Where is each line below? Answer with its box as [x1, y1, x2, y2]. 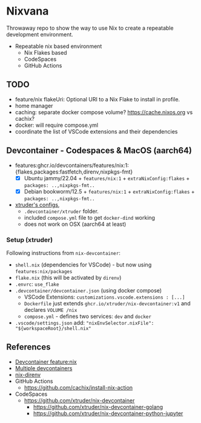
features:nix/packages [15, 268, 73, 274]
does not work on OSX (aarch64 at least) [24, 220, 127, 228]
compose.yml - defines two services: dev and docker [24, 313, 151, 320]
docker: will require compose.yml [15, 121, 99, 129]
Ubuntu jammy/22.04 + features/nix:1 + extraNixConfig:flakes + [24, 174, 190, 181]
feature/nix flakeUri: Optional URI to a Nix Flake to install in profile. [15, 95, 180, 103]
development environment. [6, 30, 74, 38]
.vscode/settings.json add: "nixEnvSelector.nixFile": [15, 319, 154, 326]
